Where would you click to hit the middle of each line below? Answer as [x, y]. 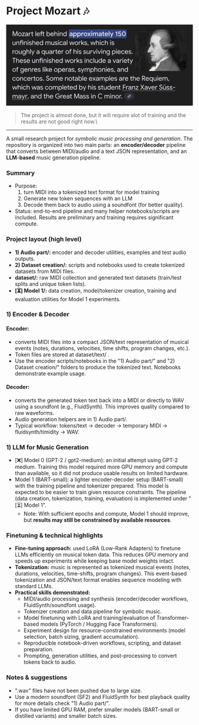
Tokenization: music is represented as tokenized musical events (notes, [102, 567]
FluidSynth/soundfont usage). [60, 605]
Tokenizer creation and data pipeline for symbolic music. [93, 611]
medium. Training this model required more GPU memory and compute [101, 467]
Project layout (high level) [44, 239]
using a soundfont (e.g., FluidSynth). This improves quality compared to [102, 406]
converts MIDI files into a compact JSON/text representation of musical [102, 342]
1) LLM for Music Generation [47, 447]
